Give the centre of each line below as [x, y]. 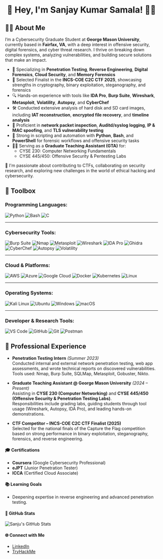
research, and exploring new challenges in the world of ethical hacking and [80, 171]
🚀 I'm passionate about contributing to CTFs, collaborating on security [75, 165]
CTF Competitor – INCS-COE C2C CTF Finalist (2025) [66, 423]
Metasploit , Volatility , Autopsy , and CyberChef [60, 102]
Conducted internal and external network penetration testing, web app [82, 363]
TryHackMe [24, 551]
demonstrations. [28, 414]
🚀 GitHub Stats [20, 513]
